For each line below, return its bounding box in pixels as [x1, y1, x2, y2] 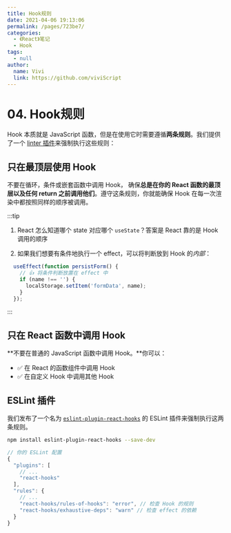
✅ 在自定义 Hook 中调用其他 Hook [17, 372, 114, 380]
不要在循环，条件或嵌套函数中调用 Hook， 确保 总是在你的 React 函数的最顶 [7, 181, 221, 189]
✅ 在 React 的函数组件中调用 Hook [17, 364, 115, 372]
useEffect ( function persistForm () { [13, 263, 119, 270]
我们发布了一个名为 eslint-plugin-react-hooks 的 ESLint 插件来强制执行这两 [7, 414, 224, 422]
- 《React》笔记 [13, 36, 50, 43]
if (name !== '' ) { [19, 275, 76, 283]
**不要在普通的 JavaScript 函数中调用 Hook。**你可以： [7, 349, 167, 358]
